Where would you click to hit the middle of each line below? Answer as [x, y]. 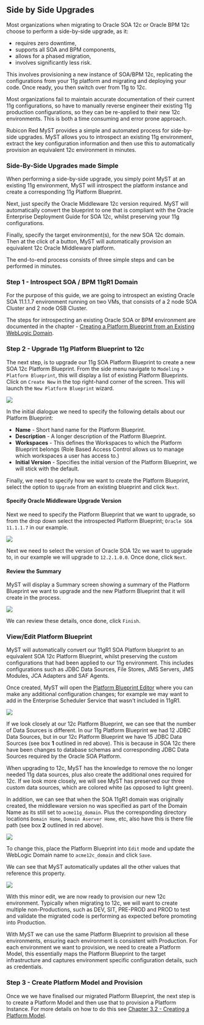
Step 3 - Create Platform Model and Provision [75, 983]
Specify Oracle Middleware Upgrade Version [64, 501]
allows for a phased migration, [53, 56]
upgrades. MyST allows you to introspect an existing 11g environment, [106, 137]
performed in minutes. [34, 266]
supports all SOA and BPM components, [65, 49]
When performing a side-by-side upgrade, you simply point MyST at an [96, 179]
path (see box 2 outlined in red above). [55, 825]
